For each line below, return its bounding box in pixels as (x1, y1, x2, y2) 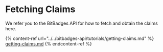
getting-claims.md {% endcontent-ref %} (5, 40, 92, 46)
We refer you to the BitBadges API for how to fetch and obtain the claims (5, 20, 158, 26)
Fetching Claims (5, 4, 76, 15)
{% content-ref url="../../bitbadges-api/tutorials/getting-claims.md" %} (5, 35, 154, 41)
